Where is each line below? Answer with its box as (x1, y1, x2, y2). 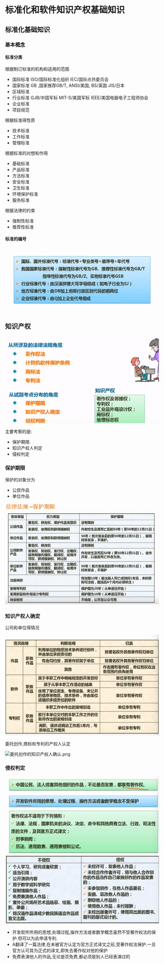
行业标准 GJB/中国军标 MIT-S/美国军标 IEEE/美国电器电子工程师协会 (12, 95, 149, 100)
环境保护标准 (12, 191, 38, 197)
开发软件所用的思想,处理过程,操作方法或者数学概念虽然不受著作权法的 (12, 929, 152, 935)
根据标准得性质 (5, 117, 35, 123)
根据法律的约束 (5, 207, 35, 213)
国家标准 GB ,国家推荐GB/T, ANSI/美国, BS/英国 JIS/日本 (12, 82, 125, 88)
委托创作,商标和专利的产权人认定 (5, 741, 71, 746)
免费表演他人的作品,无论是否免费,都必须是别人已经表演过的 (12, 953, 130, 959)
